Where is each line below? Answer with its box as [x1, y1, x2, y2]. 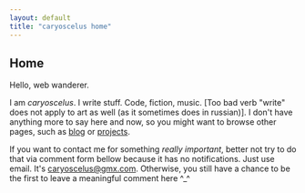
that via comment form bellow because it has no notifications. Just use [9, 154, 275, 165]
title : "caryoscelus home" [9, 22, 112, 31]
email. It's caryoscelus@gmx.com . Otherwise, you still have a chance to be [9, 163, 291, 174]
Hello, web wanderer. [9, 79, 89, 91]
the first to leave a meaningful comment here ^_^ [9, 173, 191, 184]
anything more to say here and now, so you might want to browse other [9, 117, 277, 127]
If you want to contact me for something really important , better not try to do [9, 144, 297, 155]
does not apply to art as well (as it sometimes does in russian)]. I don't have [9, 107, 293, 118]
